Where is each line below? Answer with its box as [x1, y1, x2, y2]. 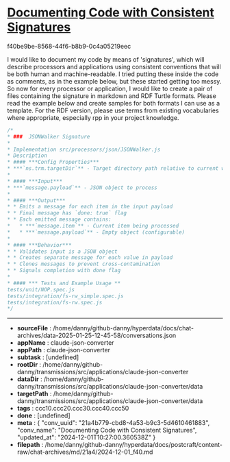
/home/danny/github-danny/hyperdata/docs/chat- [52, 324, 194, 332]
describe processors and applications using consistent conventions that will [7, 62, 221, 71]
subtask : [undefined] [16, 353, 79, 361]
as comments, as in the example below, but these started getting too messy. [7, 77, 222, 85]
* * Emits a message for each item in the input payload [7, 204, 173, 210]
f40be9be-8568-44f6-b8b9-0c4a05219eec [7, 42, 131, 50]
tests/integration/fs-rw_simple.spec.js [7, 293, 125, 300]
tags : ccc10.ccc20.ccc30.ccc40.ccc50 [16, 404, 129, 413]
